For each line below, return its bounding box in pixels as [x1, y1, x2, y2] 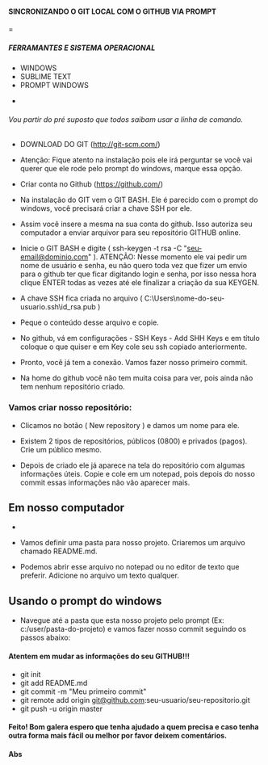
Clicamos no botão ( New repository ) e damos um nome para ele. [19, 420, 240, 430]
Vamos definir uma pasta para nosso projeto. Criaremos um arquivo [19, 538, 245, 548]
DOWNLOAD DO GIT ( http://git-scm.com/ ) [19, 140, 161, 149]
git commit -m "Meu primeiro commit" [19, 687, 147, 696]
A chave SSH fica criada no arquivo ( [19, 293, 143, 303]
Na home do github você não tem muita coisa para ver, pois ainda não [19, 373, 253, 383]
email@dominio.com [19, 252, 89, 262]
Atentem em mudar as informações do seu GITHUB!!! [8, 651, 190, 661]
